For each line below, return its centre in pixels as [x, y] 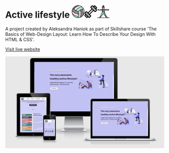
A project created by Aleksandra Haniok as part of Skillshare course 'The [81, 29]
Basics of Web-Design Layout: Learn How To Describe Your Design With [80, 34]
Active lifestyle [38, 15]
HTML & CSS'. [20, 39]
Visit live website [23, 49]
